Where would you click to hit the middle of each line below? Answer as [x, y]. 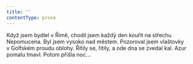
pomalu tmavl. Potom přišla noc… [48, 54]
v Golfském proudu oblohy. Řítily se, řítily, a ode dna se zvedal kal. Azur [96, 48]
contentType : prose [31, 18]
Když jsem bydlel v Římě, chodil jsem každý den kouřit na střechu [89, 35]
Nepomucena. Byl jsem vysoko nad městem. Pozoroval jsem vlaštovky [95, 41]
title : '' [19, 12]
